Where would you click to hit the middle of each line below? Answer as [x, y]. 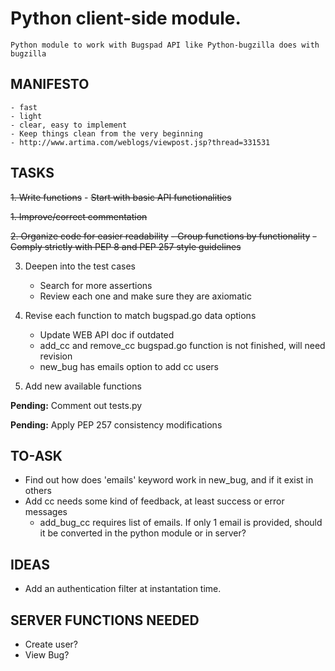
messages [46, 512]
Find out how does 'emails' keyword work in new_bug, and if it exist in [169, 480]
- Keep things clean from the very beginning [106, 133]
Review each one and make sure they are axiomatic [145, 296]
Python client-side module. [126, 18]
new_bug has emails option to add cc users [129, 366]
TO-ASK [36, 455]
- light [26, 116]
